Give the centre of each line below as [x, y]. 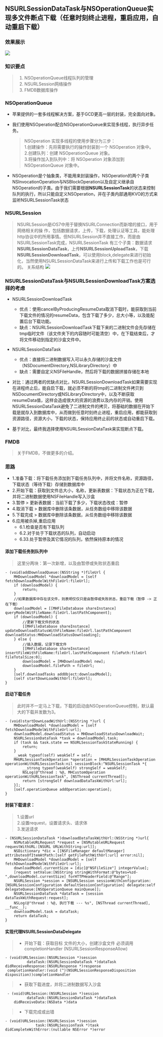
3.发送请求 [27, 829]
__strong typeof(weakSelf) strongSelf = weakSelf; [75, 768]
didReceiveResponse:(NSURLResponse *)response [53, 966]
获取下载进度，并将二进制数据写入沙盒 [63, 984]
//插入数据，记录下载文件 [45, 644]
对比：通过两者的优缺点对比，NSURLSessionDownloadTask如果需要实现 [84, 382]
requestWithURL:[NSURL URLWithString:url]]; [51, 847]
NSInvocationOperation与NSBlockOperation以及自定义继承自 [73, 182]
